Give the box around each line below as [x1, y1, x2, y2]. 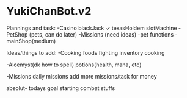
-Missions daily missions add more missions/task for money [6, 72, 157, 80]
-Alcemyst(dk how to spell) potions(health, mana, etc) [6, 61, 142, 68]
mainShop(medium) [6, 37, 56, 44]
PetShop [6, 30, 28, 38]
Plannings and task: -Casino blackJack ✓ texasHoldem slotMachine [6, 24, 177, 32]
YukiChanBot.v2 [6, 4, 92, 18]
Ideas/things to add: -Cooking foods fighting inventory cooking [6, 49, 165, 56]
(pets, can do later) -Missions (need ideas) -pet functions [29, 30, 174, 38]
